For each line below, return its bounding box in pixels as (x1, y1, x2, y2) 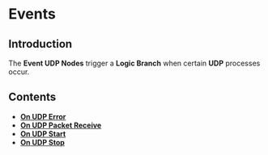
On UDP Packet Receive (19, 120, 102, 130)
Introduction (8, 37, 73, 51)
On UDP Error (19, 111, 66, 121)
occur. (8, 67, 30, 77)
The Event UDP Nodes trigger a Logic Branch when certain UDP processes (8, 58, 261, 68)
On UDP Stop (19, 137, 65, 147)
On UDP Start (19, 128, 66, 138)
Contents (8, 90, 57, 104)
